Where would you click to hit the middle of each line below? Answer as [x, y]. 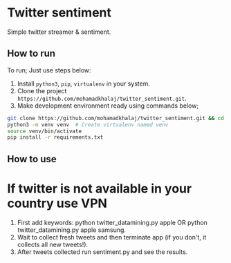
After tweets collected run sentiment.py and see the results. [102, 252]
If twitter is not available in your [100, 188]
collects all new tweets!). [53, 244]
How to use [32, 159]
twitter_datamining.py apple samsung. [72, 230]
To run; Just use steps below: [49, 70]
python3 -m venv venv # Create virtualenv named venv [88, 125]
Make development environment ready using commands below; [108, 106]
